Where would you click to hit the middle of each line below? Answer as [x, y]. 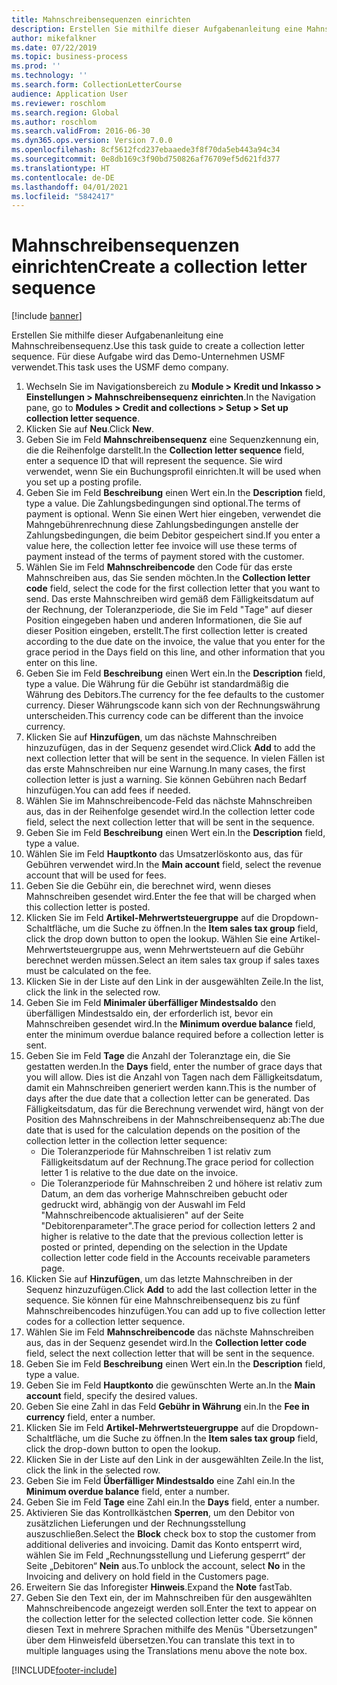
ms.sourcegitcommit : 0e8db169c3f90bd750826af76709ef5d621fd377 [146, 159]
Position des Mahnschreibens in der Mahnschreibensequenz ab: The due [175, 1120]
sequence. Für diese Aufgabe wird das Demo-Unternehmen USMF [148, 357]
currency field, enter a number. [90, 1417]
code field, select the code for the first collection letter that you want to [173, 588]
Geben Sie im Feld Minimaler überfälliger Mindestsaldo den [151, 1003]
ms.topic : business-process [70, 57]
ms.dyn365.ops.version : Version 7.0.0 [92, 141]
